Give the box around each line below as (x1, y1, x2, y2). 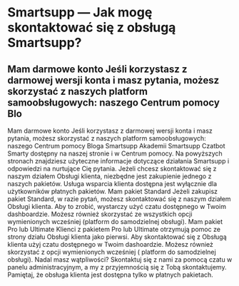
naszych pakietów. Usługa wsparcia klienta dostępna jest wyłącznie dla (7, 180, 218, 188)
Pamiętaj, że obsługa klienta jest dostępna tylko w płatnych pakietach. (7, 270, 214, 279)
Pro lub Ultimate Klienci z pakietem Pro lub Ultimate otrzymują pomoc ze (7, 225, 221, 233)
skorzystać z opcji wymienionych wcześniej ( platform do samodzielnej (7, 247, 216, 256)
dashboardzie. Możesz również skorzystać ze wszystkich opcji (7, 210, 193, 218)
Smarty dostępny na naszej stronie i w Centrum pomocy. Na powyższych (7, 149, 223, 158)
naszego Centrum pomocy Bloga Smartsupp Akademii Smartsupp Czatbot (7, 142, 226, 150)
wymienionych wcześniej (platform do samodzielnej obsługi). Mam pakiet (7, 218, 223, 225)
